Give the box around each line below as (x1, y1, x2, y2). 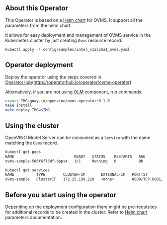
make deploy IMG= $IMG (5, 108, 50, 113)
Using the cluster (5, 121, 60, 130)
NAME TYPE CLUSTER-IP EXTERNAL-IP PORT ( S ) (5, 172, 148, 177)
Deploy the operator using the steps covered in (5, 74, 102, 80)
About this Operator (5, 4, 69, 12)
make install (5, 103, 32, 108)
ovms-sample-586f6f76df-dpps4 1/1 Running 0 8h (5, 158, 143, 163)
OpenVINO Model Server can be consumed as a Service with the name (5, 134, 151, 141)
